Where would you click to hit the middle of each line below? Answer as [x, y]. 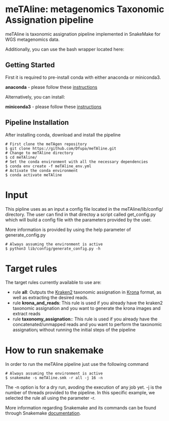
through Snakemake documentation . [43, 413]
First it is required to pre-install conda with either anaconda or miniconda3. [83, 77]
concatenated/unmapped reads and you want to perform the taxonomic [87, 324]
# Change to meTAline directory [39, 153]
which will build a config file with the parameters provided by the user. [78, 220]
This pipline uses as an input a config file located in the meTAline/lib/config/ [84, 209]
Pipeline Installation [37, 123]
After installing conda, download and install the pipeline [63, 134]
